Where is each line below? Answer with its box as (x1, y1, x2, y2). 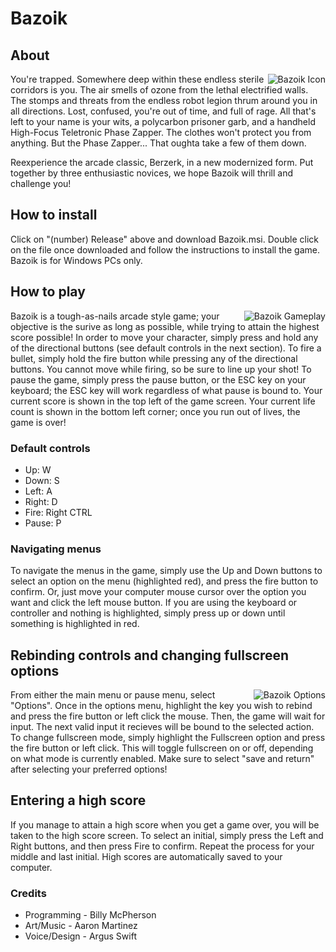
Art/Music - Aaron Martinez (24, 920, 138, 932)
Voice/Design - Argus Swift (24, 930, 137, 942)
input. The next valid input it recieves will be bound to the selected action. (10, 721, 315, 733)
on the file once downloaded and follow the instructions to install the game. (10, 243, 321, 256)
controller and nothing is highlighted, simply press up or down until (10, 607, 286, 619)
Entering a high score (10, 792, 147, 809)
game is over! (10, 416, 67, 428)
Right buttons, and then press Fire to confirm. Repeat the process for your (10, 840, 315, 852)
